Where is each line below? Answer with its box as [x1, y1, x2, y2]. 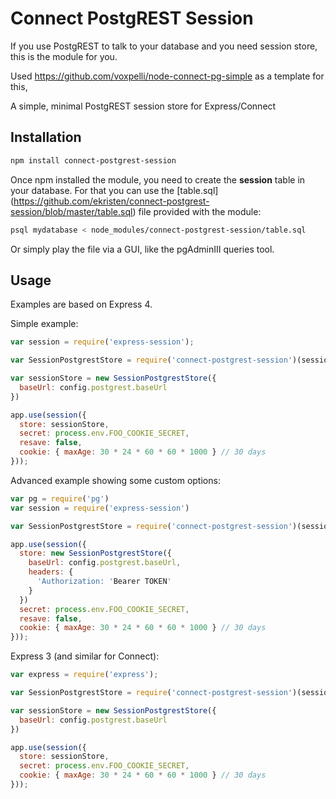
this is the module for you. [10, 50, 118, 62]
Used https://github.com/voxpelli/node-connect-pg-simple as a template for [10, 70, 325, 82]
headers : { [28, 567, 74, 577]
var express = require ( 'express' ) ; [10, 670, 159, 680]
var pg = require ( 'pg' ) [10, 493, 110, 504]
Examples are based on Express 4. [10, 298, 153, 311]
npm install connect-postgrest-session [10, 155, 177, 166]
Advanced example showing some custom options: [10, 474, 221, 486]
